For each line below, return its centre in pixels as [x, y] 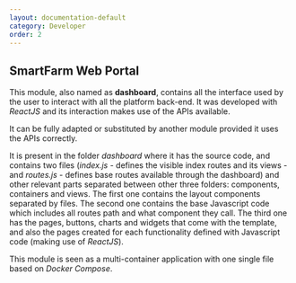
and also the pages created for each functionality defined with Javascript [145, 232]
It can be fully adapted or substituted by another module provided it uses [144, 129]
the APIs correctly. [44, 138]
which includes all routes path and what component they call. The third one [148, 213]
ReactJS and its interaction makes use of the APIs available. [120, 111]
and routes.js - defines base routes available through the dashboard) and [144, 175]
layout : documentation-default [68, 18]
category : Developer [48, 26]
